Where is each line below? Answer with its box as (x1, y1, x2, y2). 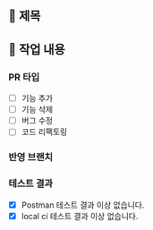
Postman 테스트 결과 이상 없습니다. (21, 200, 145, 210)
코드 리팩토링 (21, 126, 68, 137)
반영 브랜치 (8, 151, 54, 164)
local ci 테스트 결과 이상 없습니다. (21, 210, 139, 221)
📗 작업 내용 (8, 41, 66, 56)
